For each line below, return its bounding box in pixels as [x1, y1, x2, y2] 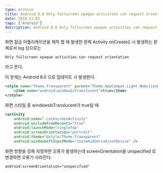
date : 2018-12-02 [5, 16, 40, 21]
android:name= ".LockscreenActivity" [14, 116, 88, 121]
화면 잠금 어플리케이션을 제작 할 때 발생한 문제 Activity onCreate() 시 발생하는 [5, 39, 153, 45]
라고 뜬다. [5, 64, 23, 70]
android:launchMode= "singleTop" [14, 126, 79, 130]
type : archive [5, 7, 34, 12]
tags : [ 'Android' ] [5, 20, 42, 26]
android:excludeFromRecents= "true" [14, 121, 86, 126]
